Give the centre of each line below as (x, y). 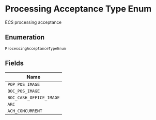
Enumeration (25, 37)
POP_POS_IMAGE (24, 84)
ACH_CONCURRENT (25, 111)
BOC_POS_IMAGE (24, 91)
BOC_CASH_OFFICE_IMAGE (33, 98)
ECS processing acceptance (33, 22)
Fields (15, 63)
